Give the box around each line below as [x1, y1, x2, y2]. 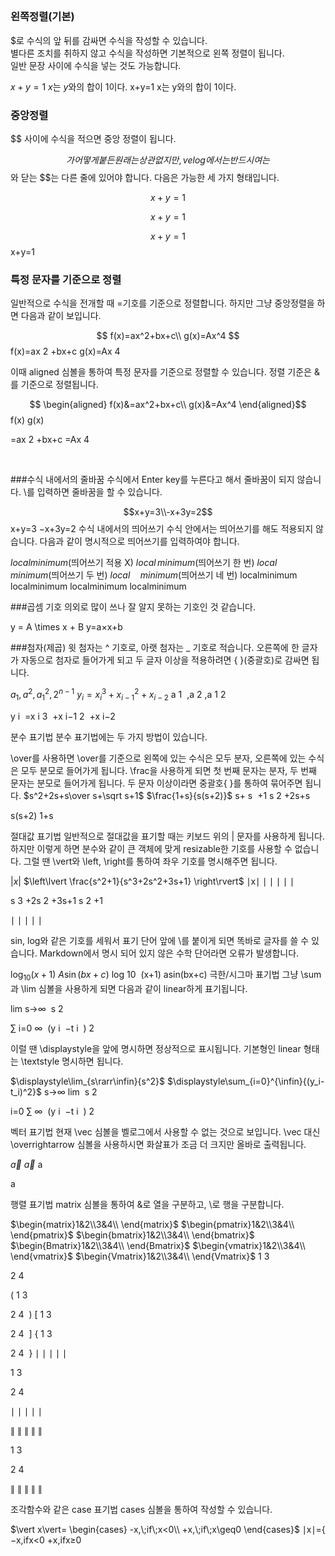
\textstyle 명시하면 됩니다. [20, 1055, 124, 1067]
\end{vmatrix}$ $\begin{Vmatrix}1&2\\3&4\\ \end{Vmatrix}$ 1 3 [10, 1250, 270, 1262]
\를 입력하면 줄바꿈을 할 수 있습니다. [23, 486, 163, 498]
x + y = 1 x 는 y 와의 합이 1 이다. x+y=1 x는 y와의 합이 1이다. [10, 80, 237, 93]
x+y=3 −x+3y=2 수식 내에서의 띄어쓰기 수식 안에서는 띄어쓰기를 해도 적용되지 [10, 523, 314, 535]
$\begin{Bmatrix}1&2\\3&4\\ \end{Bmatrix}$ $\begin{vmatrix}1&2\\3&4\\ [10, 1239, 306, 1251]
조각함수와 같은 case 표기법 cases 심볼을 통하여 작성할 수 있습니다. [10, 1503, 273, 1515]
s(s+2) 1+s [10, 809, 54, 821]
